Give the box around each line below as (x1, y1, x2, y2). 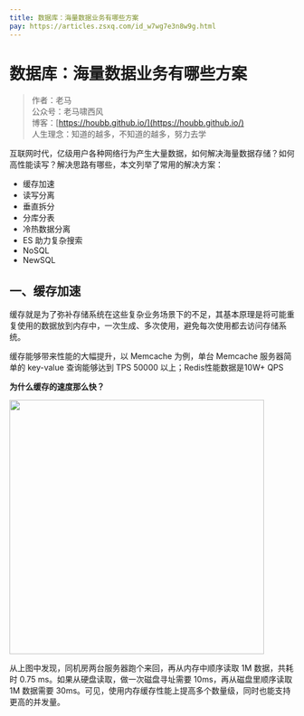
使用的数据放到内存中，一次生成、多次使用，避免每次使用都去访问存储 (16, 320, 279, 331)
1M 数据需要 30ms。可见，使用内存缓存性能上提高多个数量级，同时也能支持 (9, 685, 291, 696)
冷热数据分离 (22, 223, 71, 235)
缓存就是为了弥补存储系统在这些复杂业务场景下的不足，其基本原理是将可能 (9, 309, 287, 320)
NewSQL (22, 255, 56, 266)
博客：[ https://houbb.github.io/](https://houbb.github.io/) (31, 118, 244, 128)
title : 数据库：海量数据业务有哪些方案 (9, 13, 139, 23)
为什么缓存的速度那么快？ (9, 382, 105, 392)
